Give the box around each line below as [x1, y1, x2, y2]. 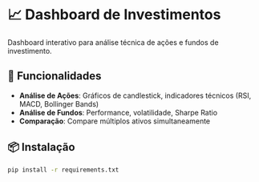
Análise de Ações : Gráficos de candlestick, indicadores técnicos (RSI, [18, 91, 252, 100]
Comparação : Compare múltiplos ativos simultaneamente [18, 116, 211, 126]
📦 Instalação [7, 140, 75, 154]
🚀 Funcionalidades [7, 69, 102, 83]
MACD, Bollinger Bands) [18, 99, 99, 108]
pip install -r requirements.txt [7, 165, 119, 174]
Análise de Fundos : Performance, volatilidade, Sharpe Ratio [18, 107, 218, 117]
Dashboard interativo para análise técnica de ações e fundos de [7, 37, 219, 47]
